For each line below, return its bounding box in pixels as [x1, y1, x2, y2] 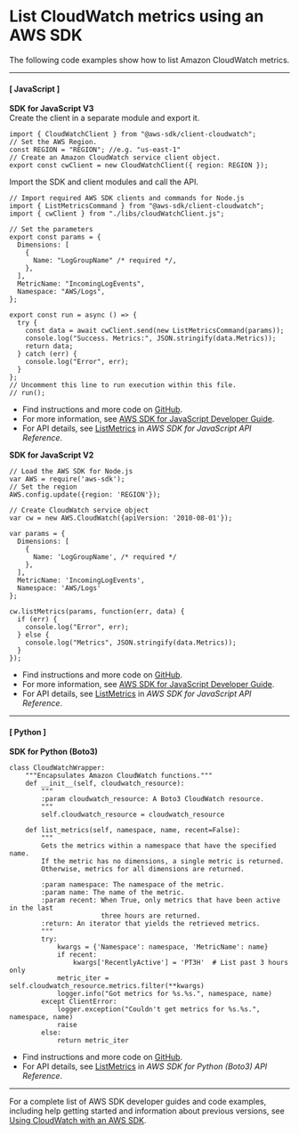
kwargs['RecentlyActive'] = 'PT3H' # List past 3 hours [72, 959, 289, 968]
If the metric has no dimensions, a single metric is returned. [41, 857, 285, 866]
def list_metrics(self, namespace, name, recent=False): [25, 826, 241, 835]
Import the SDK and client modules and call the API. [9, 176, 198, 188]
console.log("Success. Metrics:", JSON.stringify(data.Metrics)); [25, 334, 277, 344]
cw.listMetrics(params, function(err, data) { [9, 607, 185, 616]
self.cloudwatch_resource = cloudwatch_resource [41, 810, 225, 820]
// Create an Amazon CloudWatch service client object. [9, 153, 221, 162]
